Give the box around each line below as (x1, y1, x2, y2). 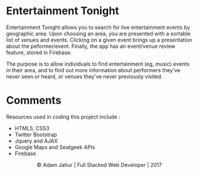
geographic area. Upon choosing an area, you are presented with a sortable (6, 30, 191, 37)
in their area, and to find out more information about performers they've (6, 66, 181, 73)
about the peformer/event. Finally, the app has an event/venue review (6, 43, 176, 50)
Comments (6, 94, 61, 107)
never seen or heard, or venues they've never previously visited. (6, 73, 163, 80)
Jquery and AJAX (14, 137, 58, 144)
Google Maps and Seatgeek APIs (14, 143, 96, 150)
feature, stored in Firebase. (6, 49, 72, 56)
